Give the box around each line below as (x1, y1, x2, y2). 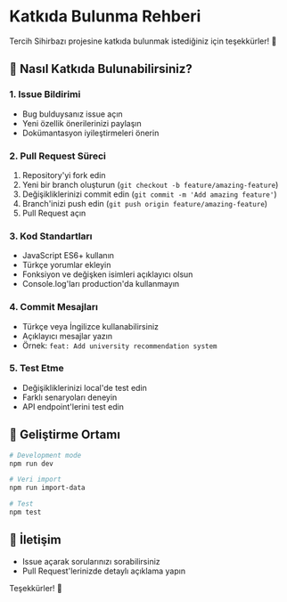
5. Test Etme (9, 362, 64, 375)
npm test (9, 508, 42, 517)
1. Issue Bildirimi (9, 88, 81, 101)
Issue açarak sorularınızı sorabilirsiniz (21, 556, 160, 566)
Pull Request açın (21, 207, 86, 218)
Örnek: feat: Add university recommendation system (21, 340, 217, 351)
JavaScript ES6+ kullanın (21, 250, 114, 261)
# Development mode (9, 451, 82, 460)
